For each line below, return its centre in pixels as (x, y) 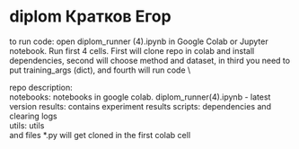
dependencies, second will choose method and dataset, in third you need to (149, 60)
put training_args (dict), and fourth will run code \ (100, 70)
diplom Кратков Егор (91, 17)
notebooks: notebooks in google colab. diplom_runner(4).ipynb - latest (140, 97)
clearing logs (33, 116)
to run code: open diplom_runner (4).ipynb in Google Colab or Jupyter (139, 41)
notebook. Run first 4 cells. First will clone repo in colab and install (132, 50)
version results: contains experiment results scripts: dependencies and (141, 106)
